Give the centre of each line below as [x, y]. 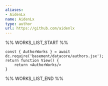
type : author [19, 24]
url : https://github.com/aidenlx [40, 28]
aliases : [14, 10]
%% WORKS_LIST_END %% [34, 78]
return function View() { [32, 60]
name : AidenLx [20, 19]
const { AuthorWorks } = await [38, 52]
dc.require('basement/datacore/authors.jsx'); [54, 56]
